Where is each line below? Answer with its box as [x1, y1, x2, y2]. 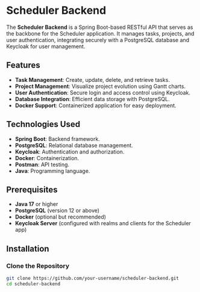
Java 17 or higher [14, 200, 58, 208]
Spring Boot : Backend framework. [14, 135, 101, 142]
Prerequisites [6, 184, 58, 194]
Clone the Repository [6, 261, 70, 270]
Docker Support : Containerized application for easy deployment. [14, 102, 177, 109]
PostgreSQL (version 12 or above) [14, 207, 100, 214]
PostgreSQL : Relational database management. [14, 141, 134, 149]
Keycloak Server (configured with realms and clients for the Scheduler [14, 220, 192, 227]
